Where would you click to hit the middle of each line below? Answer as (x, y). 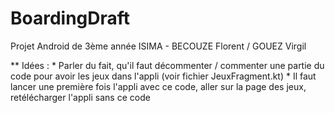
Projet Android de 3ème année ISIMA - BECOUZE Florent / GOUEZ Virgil (158, 46)
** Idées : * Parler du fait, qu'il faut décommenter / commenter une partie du (167, 65)
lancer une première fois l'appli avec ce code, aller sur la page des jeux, (158, 86)
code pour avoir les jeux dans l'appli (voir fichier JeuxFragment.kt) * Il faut (163, 76)
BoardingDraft (70, 18)
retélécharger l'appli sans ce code (80, 97)
